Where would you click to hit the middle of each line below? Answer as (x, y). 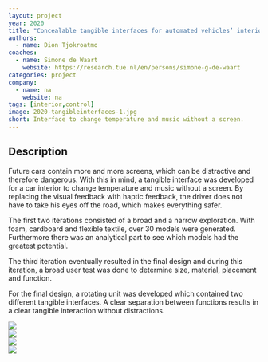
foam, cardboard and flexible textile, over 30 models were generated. (122, 229)
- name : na (33, 90)
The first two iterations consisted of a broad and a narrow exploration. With (132, 220)
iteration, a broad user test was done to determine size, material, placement (132, 270)
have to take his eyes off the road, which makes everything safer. (115, 205)
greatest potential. (38, 246)
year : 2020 (26, 23)
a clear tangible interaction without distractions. (87, 310)
